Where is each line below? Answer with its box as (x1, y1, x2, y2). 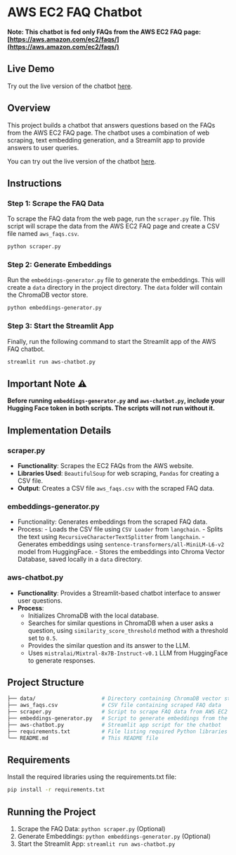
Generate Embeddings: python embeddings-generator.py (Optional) (17, 832, 211, 840)
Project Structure (7, 676, 84, 688)
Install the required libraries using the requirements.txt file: (7, 773, 177, 781)
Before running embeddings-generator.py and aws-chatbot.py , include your (7, 396, 225, 405)
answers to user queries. (7, 143, 79, 152)
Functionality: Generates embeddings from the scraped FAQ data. (17, 517, 208, 526)
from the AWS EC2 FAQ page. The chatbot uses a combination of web (7, 128, 209, 137)
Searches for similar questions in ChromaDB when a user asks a (27, 618, 214, 627)
